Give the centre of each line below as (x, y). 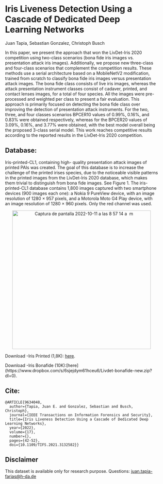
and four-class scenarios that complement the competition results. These (78, 68)
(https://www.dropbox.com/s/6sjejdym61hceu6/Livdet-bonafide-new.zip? (79, 370)
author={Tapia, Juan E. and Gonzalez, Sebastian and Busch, (71, 406)
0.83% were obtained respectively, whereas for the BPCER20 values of (76, 120)
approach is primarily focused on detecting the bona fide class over (73, 104)
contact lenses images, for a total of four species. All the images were (75, 94)
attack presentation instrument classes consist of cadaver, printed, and (76, 89)
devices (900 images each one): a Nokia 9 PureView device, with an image (80, 193)
